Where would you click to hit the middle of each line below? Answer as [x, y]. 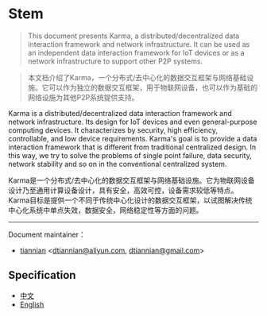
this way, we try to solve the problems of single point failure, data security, [130, 155]
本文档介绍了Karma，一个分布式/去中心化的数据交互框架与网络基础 [137, 77]
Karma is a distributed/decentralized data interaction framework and [120, 113]
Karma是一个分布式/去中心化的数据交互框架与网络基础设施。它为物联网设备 [132, 180]
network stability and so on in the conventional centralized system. [118, 164]
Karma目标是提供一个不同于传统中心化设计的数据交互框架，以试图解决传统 [130, 200]
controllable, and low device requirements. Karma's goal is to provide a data [133, 138]
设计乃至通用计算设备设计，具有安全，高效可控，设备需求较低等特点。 [123, 190]
